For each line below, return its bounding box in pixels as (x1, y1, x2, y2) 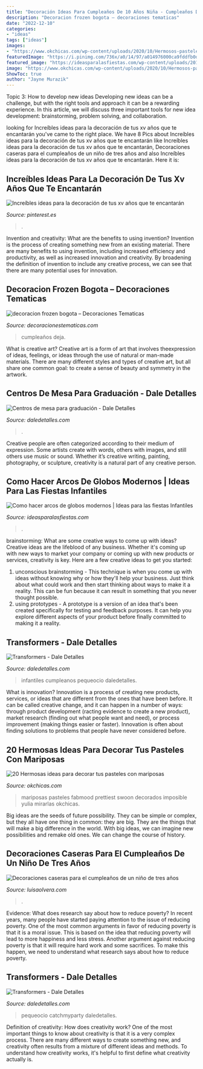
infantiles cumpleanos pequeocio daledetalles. (21, 677, 137, 684)
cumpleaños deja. (21, 333, 66, 340)
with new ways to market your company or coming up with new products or (6, 550, 195, 557)
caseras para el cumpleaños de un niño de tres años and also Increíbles (6, 150, 185, 157)
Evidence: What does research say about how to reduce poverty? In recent (6, 909, 193, 916)
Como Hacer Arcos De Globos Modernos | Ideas (6, 476, 190, 486)
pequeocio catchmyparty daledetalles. (21, 1011, 117, 1019)
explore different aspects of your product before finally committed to (14, 613, 186, 621)
